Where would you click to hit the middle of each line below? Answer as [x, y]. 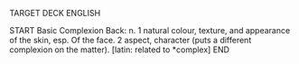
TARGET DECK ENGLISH [55, 13]
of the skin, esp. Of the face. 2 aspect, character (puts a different [131, 40]
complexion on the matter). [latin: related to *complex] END [120, 50]
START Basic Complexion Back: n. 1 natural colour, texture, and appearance [150, 30]
